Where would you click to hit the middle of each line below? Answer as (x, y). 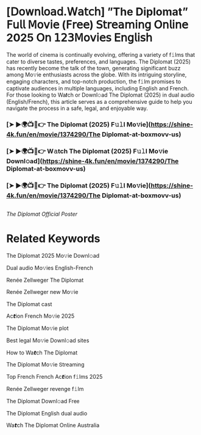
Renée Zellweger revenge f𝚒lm (45, 389)
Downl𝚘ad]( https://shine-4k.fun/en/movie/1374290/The (93, 161)
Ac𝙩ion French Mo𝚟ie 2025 (41, 316)
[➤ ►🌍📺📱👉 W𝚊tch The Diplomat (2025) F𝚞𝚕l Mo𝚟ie (87, 151)
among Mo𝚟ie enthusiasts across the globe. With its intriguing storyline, (97, 75)
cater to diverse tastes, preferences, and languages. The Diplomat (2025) (98, 61)
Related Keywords (53, 239)
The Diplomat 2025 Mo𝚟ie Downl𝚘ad (53, 256)
